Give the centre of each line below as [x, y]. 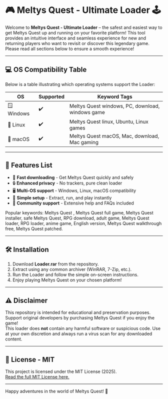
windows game [87, 112]
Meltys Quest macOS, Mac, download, [114, 136]
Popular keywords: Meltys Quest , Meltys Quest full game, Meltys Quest [79, 212]
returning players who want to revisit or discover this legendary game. [77, 43]
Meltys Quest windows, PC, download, [114, 106]
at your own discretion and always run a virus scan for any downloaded [79, 334]
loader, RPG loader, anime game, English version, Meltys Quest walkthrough [83, 223]
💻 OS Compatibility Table [46, 70]
